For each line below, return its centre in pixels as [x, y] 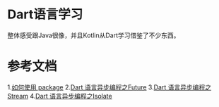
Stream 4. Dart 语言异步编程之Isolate [60, 96]
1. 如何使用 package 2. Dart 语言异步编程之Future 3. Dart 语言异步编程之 [109, 87]
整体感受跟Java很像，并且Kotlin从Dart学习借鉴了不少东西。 [94, 35]
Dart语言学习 [45, 14]
